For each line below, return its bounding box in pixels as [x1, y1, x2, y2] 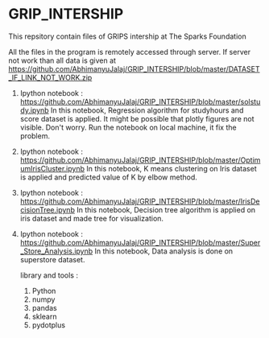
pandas [31, 303, 58, 312]
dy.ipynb [19, 105, 50, 115]
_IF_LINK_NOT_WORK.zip [8, 72, 93, 82]
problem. [19, 130, 51, 141]
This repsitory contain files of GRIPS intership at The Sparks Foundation [8, 31, 247, 41]
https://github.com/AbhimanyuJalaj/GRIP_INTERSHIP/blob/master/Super [19, 237, 261, 247]
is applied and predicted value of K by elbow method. [19, 172, 197, 182]
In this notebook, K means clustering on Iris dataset [85, 163, 257, 173]
